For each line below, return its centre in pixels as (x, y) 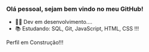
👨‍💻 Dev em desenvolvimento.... (53, 22)
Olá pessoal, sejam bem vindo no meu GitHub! (75, 9)
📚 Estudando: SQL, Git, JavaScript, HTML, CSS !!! (77, 29)
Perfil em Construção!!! (35, 42)
